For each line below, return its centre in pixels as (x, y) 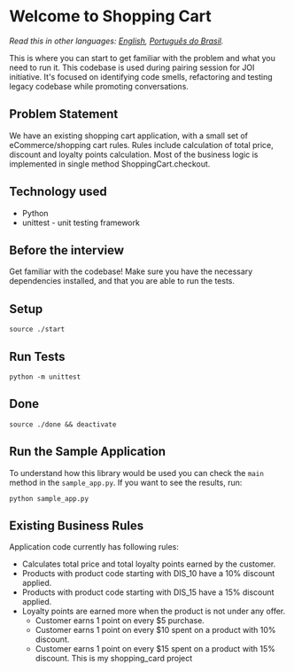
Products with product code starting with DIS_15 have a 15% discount (148, 592)
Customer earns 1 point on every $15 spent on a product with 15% (155, 649)
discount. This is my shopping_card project (114, 659)
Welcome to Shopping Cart (110, 16)
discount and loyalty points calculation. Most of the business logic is (134, 154)
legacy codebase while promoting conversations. (99, 86)
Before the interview (67, 250)
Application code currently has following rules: (94, 547)
